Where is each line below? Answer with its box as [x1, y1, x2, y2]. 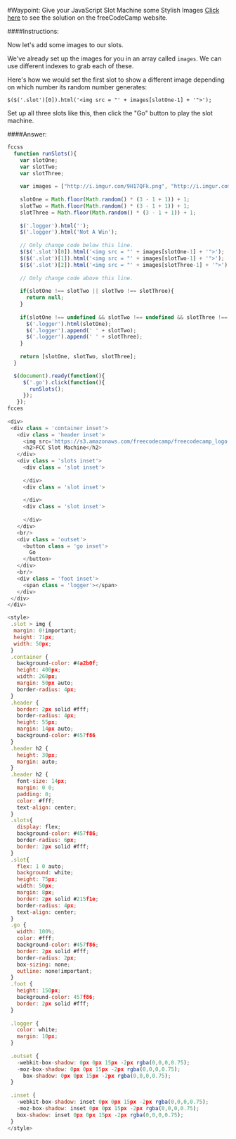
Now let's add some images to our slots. [7, 41, 124, 49]
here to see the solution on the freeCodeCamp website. [7, 13, 168, 22]
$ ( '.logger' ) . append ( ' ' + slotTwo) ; [25, 327, 137, 334]
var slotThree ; [20, 170, 65, 177]
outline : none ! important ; [16, 967, 93, 974]
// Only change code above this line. [20, 275, 133, 282]
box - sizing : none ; [16, 961, 71, 968]
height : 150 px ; [16, 987, 61, 995]
